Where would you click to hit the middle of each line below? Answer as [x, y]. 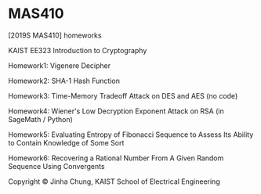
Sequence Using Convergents [56, 166]
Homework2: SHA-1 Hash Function [64, 81]
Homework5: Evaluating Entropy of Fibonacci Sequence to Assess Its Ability [131, 135]
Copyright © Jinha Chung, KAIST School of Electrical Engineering [114, 181]
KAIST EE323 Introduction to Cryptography [78, 50]
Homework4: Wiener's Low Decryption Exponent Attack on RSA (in [116, 111]
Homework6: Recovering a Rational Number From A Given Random [116, 158]
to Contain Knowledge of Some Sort [66, 142]
